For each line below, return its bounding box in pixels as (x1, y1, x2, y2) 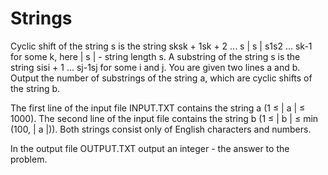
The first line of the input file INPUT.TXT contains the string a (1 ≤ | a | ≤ (10, 102, 306, 114)
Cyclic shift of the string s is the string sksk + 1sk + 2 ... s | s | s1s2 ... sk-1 (10, 40, 313, 52)
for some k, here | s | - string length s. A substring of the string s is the (10, 50, 301, 62)
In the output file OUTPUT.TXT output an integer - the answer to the (10, 142, 290, 154)
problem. (10, 153, 48, 165)
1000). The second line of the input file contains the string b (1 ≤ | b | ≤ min (10, 112, 319, 124)
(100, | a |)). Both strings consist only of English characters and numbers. (10, 123, 312, 135)
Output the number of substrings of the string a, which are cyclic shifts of (10, 72, 313, 84)
